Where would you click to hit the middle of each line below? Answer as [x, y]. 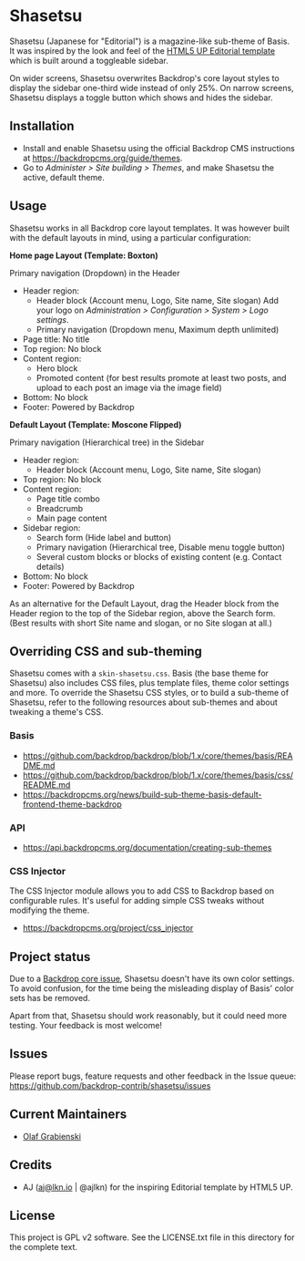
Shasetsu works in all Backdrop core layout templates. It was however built [149, 228]
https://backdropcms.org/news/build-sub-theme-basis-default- [142, 794]
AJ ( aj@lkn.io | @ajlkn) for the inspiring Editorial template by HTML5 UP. [158, 1187]
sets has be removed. [50, 998]
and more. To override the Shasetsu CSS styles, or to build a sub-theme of [149, 693]
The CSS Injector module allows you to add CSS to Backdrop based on [142, 891]
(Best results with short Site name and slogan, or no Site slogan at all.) [141, 623]
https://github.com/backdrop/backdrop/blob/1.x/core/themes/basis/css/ [158, 775]
